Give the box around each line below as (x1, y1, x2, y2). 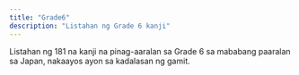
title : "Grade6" (9, 12, 70, 22)
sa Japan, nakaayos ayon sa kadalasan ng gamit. (9, 55, 190, 66)
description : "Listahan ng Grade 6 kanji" (9, 21, 171, 30)
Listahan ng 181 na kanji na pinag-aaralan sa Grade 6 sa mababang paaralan (9, 46, 291, 56)
